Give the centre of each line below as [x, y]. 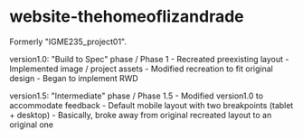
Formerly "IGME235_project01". [68, 42]
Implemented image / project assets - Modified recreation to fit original [141, 69]
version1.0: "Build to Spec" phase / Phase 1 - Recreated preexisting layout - [149, 59]
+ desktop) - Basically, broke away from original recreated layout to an [141, 115]
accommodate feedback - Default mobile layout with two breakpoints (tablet [151, 105]
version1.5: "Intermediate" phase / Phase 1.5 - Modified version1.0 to [137, 96]
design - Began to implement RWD [74, 78]
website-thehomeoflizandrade [127, 17]
